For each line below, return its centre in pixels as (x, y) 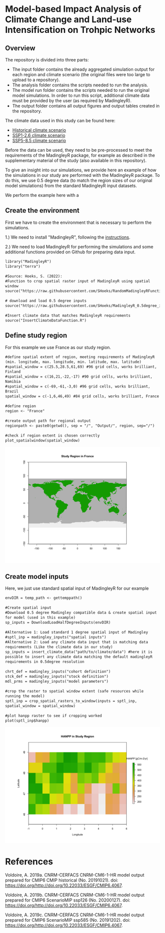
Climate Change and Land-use (68, 19)
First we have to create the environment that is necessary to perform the (79, 222)
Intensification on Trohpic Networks (80, 30)
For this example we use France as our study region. (58, 347)
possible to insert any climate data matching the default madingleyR (79, 657)
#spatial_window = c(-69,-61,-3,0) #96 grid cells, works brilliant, (78, 386)
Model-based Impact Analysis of (73, 9)
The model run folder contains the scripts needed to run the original (81, 90)
